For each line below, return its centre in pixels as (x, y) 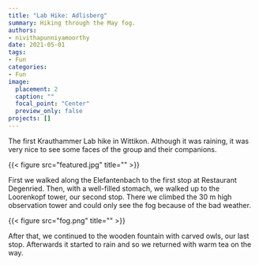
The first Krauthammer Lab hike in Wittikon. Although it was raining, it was (129, 141)
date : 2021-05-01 (37, 45)
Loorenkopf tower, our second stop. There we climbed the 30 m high (120, 197)
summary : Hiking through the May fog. (72, 23)
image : (19, 81)
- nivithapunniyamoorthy (49, 38)
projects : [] (30, 119)
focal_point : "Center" (53, 104)
